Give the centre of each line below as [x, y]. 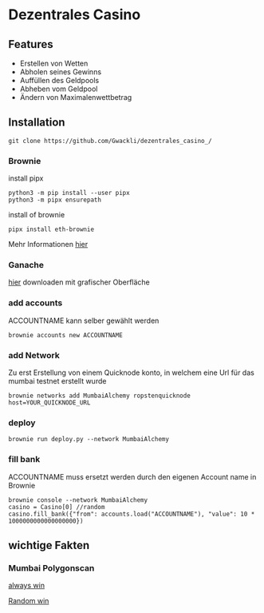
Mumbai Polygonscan [51, 567]
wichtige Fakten [49, 545]
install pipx [26, 178]
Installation [37, 123]
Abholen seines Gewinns [61, 72]
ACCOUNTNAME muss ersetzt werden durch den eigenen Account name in [132, 476]
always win [27, 586]
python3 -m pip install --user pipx [69, 193]
